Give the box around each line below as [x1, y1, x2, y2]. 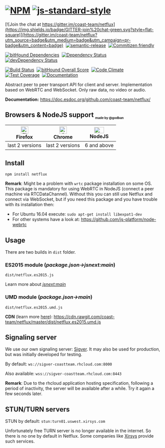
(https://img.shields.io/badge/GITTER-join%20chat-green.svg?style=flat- [5, 26, 154, 32]
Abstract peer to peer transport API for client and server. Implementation [5, 82, 153, 88]
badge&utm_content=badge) [5, 42, 64, 48]
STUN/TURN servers [5, 405, 70, 413]
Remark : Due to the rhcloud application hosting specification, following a [5, 380, 154, 386]
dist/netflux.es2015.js [5, 272, 54, 278]
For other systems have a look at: [12, 217, 80, 223]
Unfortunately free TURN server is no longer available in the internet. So [5, 428, 151, 434]
